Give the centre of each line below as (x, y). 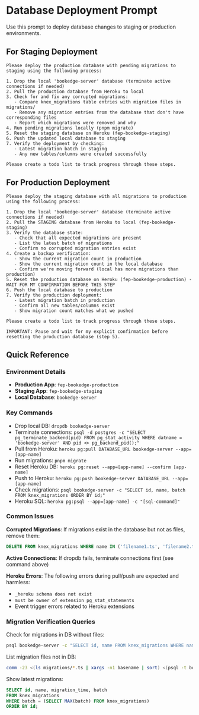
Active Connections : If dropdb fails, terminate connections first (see (90, 558)
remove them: (23, 536)
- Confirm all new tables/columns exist (65, 305)
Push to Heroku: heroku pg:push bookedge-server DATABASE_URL (92, 478)
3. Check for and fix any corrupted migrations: (67, 97)
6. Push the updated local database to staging (66, 138)
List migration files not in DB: (41, 657)
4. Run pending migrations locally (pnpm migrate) (70, 128)
